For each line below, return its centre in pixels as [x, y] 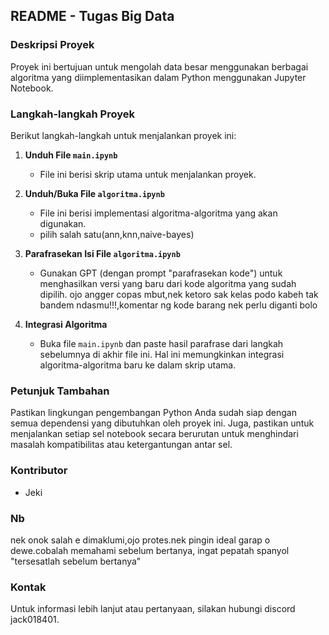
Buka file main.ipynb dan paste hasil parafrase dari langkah [161, 343]
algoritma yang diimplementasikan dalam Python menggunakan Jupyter [158, 77]
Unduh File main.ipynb [71, 155]
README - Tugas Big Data [92, 16]
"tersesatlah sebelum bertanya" [76, 561]
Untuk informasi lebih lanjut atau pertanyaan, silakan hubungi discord [153, 609]
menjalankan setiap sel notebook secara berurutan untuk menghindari [154, 434]
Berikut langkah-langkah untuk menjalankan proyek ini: [123, 135]
